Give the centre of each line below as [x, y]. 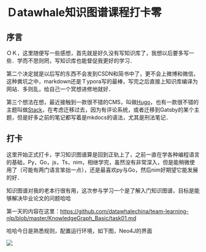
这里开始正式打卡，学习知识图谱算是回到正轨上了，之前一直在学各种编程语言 [103, 155]
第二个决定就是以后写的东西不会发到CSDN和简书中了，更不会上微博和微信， [103, 74]
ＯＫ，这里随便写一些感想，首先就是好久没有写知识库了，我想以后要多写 [97, 53]
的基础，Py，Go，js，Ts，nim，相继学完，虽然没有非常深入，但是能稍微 [98, 162]
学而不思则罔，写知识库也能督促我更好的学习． [76, 61]
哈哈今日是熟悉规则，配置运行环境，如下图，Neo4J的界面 [79, 231]
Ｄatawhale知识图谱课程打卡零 [84, 13]
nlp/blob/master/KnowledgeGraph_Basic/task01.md [71, 218]
